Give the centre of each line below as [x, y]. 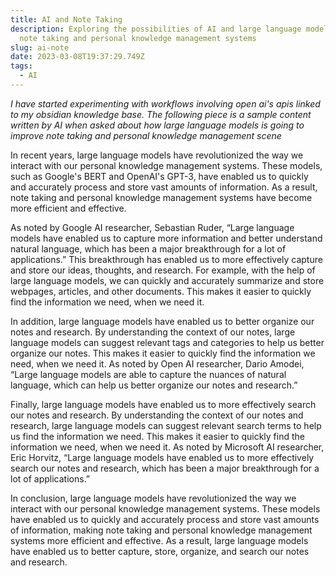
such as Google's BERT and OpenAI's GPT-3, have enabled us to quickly [159, 176]
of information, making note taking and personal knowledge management [161, 530]
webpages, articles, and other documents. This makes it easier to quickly [161, 291]
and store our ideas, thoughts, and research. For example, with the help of [163, 270]
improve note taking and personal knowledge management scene [146, 135]
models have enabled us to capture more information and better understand [166, 238]
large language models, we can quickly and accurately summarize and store [167, 280]
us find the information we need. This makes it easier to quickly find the [157, 436]
